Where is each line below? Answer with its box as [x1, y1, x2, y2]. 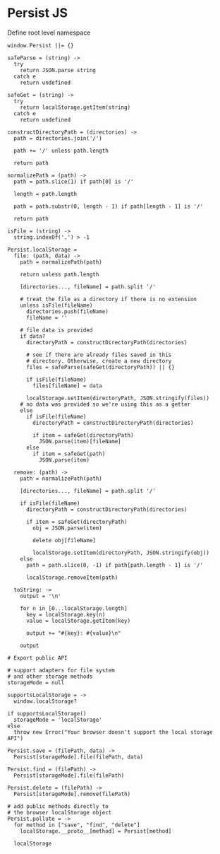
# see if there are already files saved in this [25, 351, 172, 358]
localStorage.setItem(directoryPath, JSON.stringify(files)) [25, 394, 210, 402]
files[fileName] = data [32, 382, 102, 390]
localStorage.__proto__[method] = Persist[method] [20, 827, 172, 835]
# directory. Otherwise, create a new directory [25, 357, 172, 365]
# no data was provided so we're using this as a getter [20, 401, 191, 408]
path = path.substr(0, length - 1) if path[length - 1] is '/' [13, 203, 203, 210]
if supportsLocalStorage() [7, 710, 87, 717]
